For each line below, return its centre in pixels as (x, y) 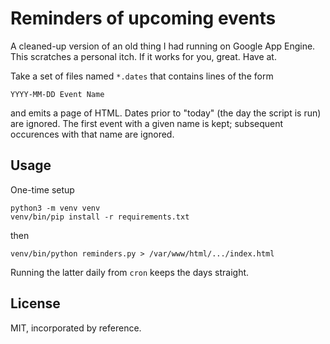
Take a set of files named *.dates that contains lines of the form (142, 76)
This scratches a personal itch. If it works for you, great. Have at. (143, 56)
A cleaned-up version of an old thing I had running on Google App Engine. (163, 46)
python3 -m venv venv (55, 208)
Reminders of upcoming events (143, 18)
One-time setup (42, 189)
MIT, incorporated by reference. (76, 328)
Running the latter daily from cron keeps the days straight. (130, 272)
